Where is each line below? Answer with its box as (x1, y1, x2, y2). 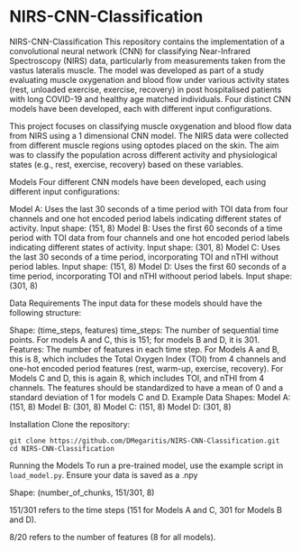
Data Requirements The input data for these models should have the (9, 298, 263, 308)
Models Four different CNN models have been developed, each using (9, 176, 267, 187)
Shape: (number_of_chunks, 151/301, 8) (9, 487, 155, 498)
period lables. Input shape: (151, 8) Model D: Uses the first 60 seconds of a (9, 261, 287, 271)
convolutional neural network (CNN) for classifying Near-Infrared (9, 45, 251, 56)
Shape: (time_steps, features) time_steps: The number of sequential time (9, 325, 279, 335)
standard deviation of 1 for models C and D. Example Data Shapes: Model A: (9, 391, 291, 402)
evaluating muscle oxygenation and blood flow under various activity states (9, 74, 290, 85)
